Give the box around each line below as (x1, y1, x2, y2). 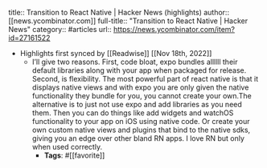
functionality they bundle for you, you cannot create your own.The (31, 91, 252, 100)
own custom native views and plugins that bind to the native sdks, (31, 125, 251, 134)
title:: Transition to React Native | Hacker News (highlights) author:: (8, 8, 230, 17)
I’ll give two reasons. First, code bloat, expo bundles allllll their (31, 57, 238, 66)
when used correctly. (31, 142, 103, 151)
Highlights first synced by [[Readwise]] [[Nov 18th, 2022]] (19, 49, 212, 58)
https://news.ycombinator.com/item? (113, 25, 236, 34)
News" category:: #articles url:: (8, 25, 112, 34)
